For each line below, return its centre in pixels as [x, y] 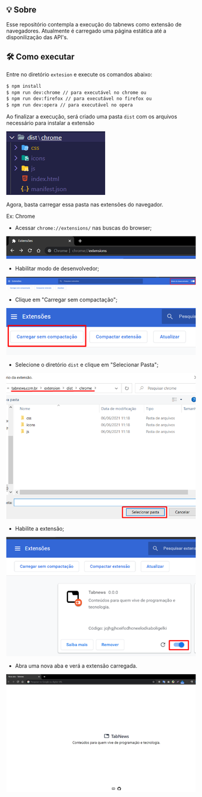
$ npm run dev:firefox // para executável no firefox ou [79, 99]
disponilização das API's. [37, 37]
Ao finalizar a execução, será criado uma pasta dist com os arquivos [92, 117]
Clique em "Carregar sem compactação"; [66, 300]
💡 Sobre [22, 10]
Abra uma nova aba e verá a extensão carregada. [76, 666]
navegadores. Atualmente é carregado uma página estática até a [86, 31]
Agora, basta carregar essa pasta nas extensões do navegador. [85, 205]
